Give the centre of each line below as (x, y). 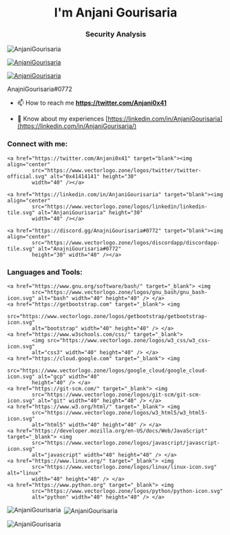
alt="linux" (24, 473)
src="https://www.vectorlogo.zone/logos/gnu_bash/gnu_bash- (120, 293)
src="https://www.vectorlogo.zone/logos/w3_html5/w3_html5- (120, 413)
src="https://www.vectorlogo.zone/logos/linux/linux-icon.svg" (124, 467)
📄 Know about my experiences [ (62, 119)
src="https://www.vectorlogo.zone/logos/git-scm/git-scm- (117, 395)
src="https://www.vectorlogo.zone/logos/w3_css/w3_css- (129, 341)
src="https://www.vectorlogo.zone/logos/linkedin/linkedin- (120, 207)
